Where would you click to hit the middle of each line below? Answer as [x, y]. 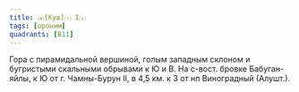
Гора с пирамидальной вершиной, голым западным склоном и [130, 60]
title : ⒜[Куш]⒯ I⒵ [48, 17]
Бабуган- [267, 69]
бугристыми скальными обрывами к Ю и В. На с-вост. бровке [128, 69]
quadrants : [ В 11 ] [42, 34]
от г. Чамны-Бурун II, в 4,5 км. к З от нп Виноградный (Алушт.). [170, 79]
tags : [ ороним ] [38, 26]
